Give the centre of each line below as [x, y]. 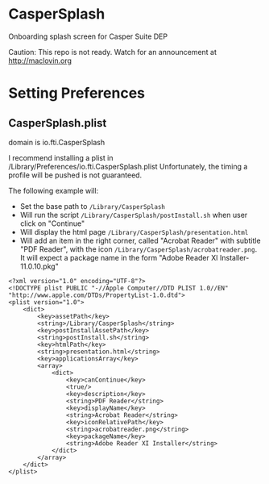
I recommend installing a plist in [61, 157]
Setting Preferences [77, 93]
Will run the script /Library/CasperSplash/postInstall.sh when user [134, 215]
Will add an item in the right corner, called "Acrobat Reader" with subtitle [140, 240]
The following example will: [54, 190]
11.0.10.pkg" [39, 266]
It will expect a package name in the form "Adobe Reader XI [119, 257]
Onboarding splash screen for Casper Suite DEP [88, 36]
